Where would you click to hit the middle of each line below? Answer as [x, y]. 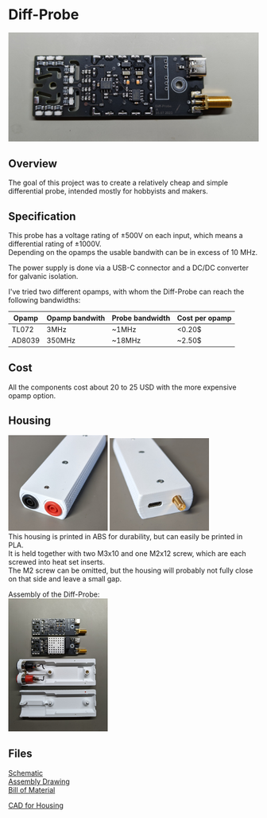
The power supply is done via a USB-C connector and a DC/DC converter [128, 268]
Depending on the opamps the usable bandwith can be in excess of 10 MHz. [133, 252]
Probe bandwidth [141, 318]
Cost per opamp [204, 318]
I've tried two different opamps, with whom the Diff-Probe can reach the [126, 292]
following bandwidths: [44, 300]
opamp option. [32, 395]
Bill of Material [32, 789]
